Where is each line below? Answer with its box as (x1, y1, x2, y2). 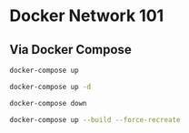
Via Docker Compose (9, 42, 132, 57)
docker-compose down (9, 98, 88, 107)
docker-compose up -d (9, 82, 92, 91)
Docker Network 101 (9, 5, 164, 26)
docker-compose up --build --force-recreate (9, 115, 181, 124)
